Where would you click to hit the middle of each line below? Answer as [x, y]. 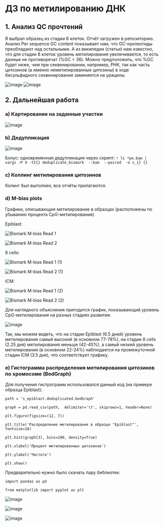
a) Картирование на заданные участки [54, 114]
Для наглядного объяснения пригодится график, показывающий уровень [82, 309]
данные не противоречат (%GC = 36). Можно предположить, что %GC [79, 59]
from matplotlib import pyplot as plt [45, 490]
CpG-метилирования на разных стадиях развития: [58, 315]
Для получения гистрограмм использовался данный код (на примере [79, 384]
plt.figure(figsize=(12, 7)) [35, 416]
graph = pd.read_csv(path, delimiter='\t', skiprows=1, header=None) [79, 407]
